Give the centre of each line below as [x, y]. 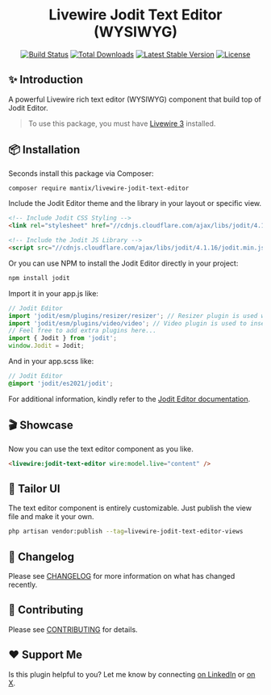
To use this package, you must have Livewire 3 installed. [122, 124]
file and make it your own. [51, 517]
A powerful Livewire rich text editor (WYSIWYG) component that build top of [135, 99]
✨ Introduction [46, 80]
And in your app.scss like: [51, 362]
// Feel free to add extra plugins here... [83, 331]
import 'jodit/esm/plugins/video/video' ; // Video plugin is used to [128, 323]
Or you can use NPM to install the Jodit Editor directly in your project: [123, 263]
